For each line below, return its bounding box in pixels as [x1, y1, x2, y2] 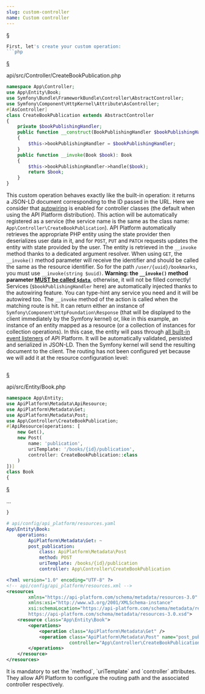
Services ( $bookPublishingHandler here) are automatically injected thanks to [6, 283, 198, 289]
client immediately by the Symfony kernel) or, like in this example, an [6, 315, 179, 322]
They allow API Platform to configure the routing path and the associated [6, 674, 189, 681]
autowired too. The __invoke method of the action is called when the [6, 296, 178, 303]
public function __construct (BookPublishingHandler [17, 129, 151, 135]
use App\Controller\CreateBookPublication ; [6, 417, 119, 424]
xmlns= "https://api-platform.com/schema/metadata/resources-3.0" [28, 594, 198, 600]
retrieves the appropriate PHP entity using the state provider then [6, 231, 171, 237]
